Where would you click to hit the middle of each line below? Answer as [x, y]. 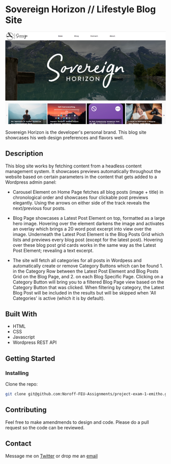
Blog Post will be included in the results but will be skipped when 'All [84, 293]
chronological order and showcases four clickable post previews [80, 197]
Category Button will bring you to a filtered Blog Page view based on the [88, 282]
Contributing [26, 410]
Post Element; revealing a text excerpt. [53, 250]
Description [24, 154]
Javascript [24, 337]
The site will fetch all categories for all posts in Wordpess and [77, 260]
